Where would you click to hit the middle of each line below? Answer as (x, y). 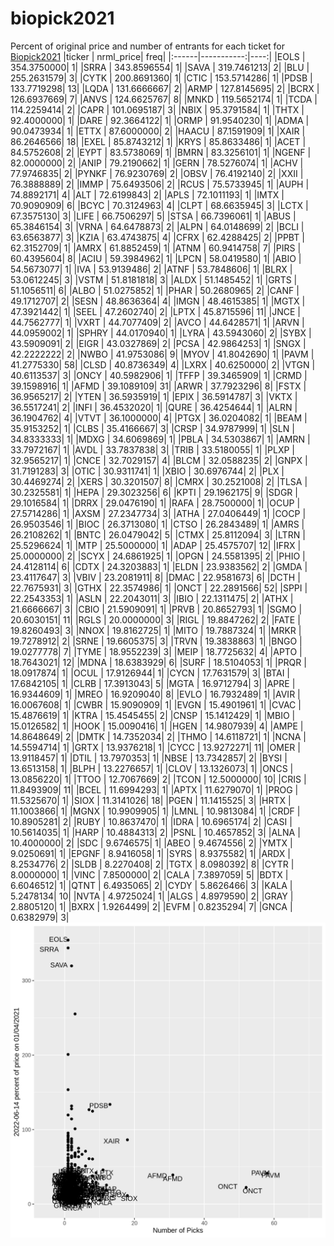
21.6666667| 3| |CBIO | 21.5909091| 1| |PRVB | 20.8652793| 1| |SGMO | (156, 609)
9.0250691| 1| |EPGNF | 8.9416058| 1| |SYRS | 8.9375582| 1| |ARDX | (150, 853)
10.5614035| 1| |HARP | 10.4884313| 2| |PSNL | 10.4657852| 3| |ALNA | (155, 832)
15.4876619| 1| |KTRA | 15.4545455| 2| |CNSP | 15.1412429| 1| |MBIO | (153, 715)
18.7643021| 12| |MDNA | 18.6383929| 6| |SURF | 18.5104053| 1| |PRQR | (158, 662)
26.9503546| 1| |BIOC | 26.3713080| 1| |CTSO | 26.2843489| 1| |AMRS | (157, 524)
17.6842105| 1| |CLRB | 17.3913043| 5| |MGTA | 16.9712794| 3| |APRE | (153, 683)
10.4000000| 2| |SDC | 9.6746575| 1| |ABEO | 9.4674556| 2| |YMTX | (151, 843)
